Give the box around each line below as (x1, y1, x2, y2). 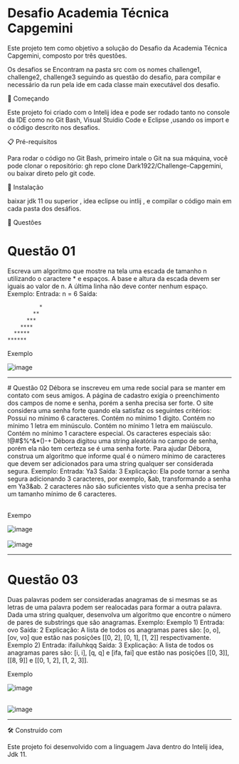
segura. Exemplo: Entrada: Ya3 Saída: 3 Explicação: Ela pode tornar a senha (7, 467, 230, 476)
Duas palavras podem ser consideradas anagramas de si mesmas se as (7, 596, 218, 604)
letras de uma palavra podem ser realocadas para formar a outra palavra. (7, 603, 222, 611)
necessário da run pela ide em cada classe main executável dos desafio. (7, 80, 221, 88)
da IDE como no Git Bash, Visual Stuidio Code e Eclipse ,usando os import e (7, 116, 230, 124)
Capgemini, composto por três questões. (7, 51, 127, 60)
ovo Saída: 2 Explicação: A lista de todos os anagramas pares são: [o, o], (7, 626, 221, 634)
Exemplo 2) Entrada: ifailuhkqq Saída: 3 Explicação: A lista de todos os (7, 641, 214, 650)
